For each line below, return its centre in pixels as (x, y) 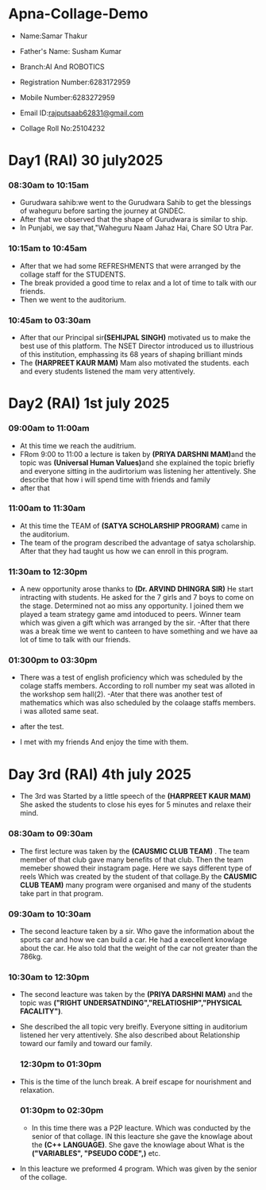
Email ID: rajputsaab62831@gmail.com (82, 113)
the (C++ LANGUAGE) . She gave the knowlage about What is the (138, 1145)
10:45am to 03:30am (50, 320)
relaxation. (37, 1090)
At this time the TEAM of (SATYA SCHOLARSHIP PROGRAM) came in (133, 525)
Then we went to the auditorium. (73, 300)
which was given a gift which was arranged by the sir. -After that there (135, 623)
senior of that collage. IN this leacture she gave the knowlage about (142, 1136)
